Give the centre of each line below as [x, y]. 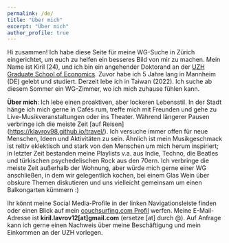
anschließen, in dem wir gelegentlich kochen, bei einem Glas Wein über [108, 176]
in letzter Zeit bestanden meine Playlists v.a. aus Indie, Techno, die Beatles [113, 154]
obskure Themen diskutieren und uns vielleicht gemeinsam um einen [105, 182]
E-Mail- [204, 211]
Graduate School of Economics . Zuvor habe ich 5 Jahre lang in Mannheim [112, 74]
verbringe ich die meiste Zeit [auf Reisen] [66, 124]
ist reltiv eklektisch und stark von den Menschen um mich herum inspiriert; [113, 146]
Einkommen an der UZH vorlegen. [55, 233]
